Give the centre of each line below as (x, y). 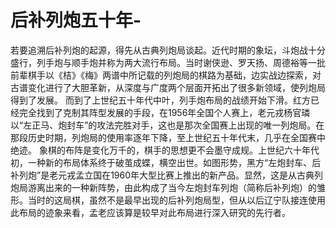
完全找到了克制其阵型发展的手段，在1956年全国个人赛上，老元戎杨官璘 (164, 112)
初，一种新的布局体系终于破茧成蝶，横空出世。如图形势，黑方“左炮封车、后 (166, 162)
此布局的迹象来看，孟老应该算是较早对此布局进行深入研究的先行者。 (150, 212)
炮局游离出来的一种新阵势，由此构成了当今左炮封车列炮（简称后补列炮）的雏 (168, 187)
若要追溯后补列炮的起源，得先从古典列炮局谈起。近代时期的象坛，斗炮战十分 (168, 50)
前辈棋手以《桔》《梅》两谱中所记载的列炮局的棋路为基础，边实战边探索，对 (166, 75)
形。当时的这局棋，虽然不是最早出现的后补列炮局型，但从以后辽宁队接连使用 (168, 200)
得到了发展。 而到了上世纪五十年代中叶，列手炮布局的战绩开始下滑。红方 (160, 100)
